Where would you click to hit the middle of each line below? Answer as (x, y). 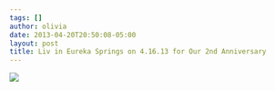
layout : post (34, 43)
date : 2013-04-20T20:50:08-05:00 (73, 35)
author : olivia (38, 26)
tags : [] (26, 18)
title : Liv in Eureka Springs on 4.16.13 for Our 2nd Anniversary (138, 52)
